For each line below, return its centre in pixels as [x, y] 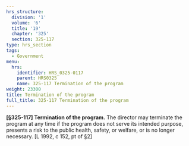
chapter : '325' [30, 34]
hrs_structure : [25, 12]
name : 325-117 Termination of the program [70, 84]
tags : [13, 51]
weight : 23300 [24, 89]
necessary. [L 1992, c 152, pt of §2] [49, 136]
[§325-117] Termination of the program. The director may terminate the [94, 117]
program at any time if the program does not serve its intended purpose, [94, 123]
